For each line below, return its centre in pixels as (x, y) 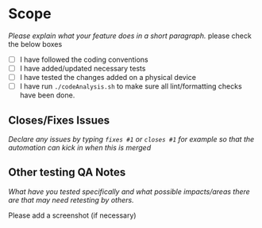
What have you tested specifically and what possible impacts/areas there (129, 192)
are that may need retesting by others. (71, 199)
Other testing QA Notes (67, 172)
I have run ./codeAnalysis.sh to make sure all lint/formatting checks (131, 86)
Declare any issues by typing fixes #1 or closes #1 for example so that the (131, 139)
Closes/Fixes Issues (59, 120)
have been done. (47, 95)
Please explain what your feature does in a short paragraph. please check (130, 36)
